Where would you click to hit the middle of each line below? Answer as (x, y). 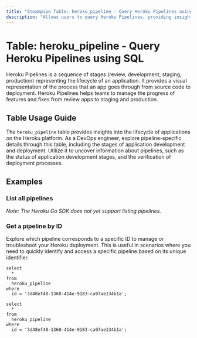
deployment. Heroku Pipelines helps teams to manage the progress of (91, 93)
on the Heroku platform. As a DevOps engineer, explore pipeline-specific (94, 138)
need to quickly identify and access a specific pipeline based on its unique (96, 251)
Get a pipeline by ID (34, 226)
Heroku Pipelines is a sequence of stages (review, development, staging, (94, 74)
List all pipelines (30, 198)
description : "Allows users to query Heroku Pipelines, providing (89, 17)
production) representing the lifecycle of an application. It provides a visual (97, 81)
